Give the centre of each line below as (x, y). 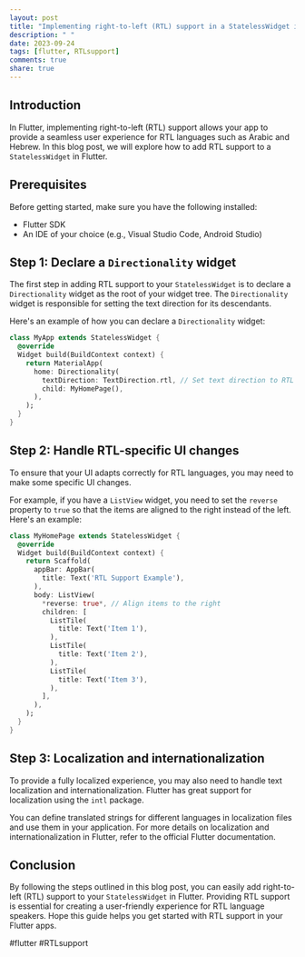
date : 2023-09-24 (42, 43)
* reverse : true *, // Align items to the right (132, 603)
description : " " (42, 35)
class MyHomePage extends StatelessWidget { (95, 536)
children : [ (65, 612)
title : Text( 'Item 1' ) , (103, 629)
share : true (32, 69)
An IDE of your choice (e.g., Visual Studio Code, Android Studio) (143, 234)
